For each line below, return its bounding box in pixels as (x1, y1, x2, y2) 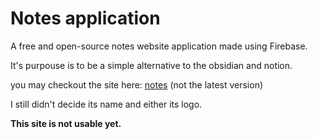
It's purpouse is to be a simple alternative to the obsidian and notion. (10, 59, 293, 71)
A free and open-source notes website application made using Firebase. (10, 40, 308, 52)
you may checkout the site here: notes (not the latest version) (10, 78, 264, 91)
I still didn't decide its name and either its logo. (10, 98, 203, 110)
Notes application (10, 7, 161, 30)
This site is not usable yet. (10, 117, 122, 129)
